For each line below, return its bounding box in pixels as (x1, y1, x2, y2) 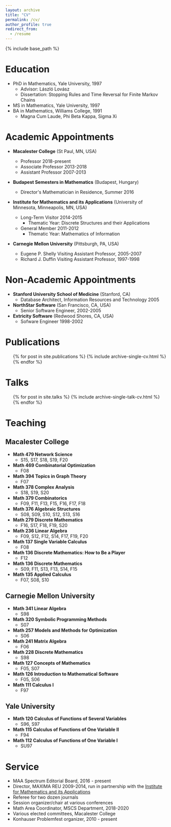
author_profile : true (5, 22, 52, 27)
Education (5, 64, 50, 75)
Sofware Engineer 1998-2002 (20, 318, 83, 324)
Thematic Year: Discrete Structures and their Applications (28, 219, 150, 226)
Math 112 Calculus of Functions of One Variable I (12, 738, 118, 744)
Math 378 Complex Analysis (12, 484, 74, 490)
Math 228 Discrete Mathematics (12, 649, 83, 655)
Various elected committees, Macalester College (12, 811, 116, 817)
